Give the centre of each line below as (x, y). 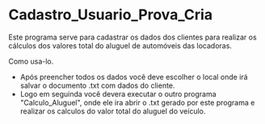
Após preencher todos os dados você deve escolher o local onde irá (134, 76)
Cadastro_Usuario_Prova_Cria (110, 15)
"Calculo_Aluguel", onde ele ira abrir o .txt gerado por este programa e (137, 102)
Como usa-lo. (31, 61)
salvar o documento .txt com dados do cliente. (97, 85)
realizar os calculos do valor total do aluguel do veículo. (113, 111)
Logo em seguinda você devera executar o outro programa (118, 93)
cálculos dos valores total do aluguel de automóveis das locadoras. (120, 45)
